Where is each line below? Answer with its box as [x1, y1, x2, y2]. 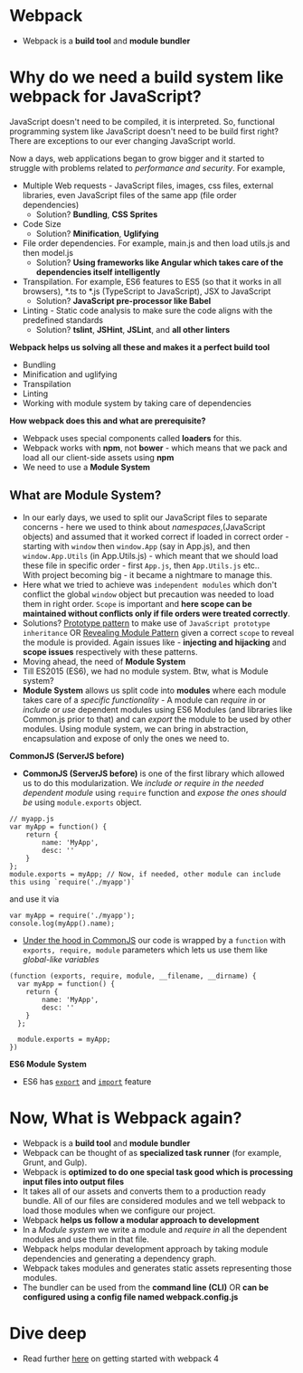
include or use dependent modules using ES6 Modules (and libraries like [22, 704, 293, 715]
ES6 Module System [9, 1058, 88, 1069]
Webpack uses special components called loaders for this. [22, 432, 242, 443]
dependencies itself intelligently [35, 266, 161, 277]
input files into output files [22, 1176, 125, 1187]
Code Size [22, 218, 62, 229]
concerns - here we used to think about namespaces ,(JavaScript [22, 521, 266, 532]
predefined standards [22, 314, 104, 326]
